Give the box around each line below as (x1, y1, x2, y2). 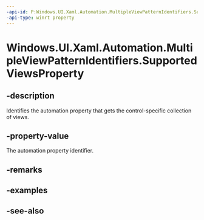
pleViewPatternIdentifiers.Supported (6, 53, 197, 67)
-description (6, 91, 55, 101)
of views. (6, 113, 29, 120)
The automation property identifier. (6, 147, 94, 154)
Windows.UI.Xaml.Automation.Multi (6, 41, 193, 55)
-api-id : (6, 9, 29, 15)
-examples (6, 185, 48, 196)
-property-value (6, 131, 69, 141)
